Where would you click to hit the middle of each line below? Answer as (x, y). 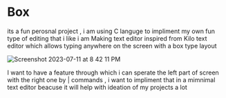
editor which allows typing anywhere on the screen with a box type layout (112, 46)
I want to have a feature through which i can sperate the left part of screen (113, 72)
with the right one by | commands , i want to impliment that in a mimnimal (111, 79)
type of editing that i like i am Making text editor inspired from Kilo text (107, 38)
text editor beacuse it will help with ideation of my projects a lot (97, 87)
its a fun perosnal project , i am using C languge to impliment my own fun (111, 31)
